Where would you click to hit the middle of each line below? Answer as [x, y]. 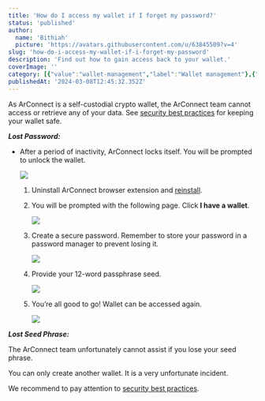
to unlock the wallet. [52, 159]
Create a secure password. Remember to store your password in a [139, 235]
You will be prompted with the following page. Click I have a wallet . [140, 205]
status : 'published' [42, 23]
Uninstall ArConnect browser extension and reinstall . [117, 189]
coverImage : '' [33, 67]
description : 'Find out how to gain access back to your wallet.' [119, 60]
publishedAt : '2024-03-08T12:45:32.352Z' [77, 81]
